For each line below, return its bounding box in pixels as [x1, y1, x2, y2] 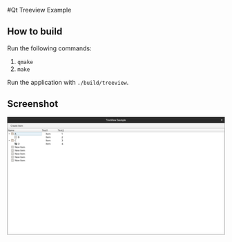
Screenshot [7, 98, 59, 110]
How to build [7, 26, 63, 37]
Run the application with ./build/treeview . [7, 78, 129, 86]
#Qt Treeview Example [7, 6, 72, 14]
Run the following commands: [7, 44, 92, 52]
